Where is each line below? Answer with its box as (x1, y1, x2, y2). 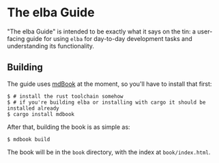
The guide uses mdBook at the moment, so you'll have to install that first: (7, 80, 212, 88)
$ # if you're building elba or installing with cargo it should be (7, 99, 206, 106)
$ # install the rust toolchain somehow (7, 93, 124, 100)
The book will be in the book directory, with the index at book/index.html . (7, 148, 211, 156)
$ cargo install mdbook (7, 110, 75, 117)
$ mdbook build (7, 136, 50, 143)
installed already (7, 104, 59, 112)
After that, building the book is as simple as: (7, 123, 131, 131)
